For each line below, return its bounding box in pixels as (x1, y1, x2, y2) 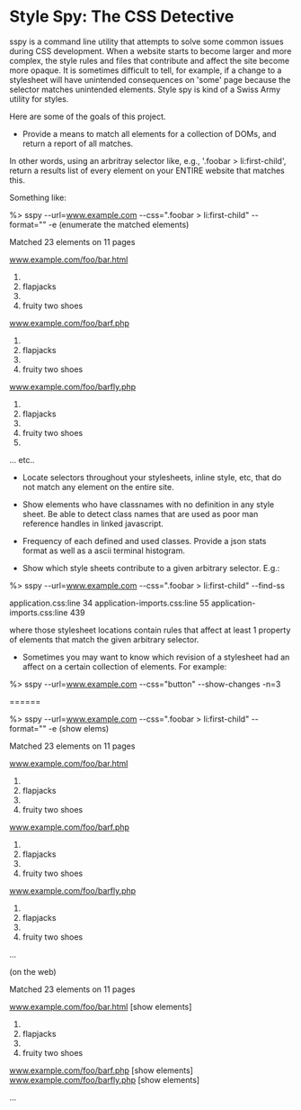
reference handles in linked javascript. (22, 518, 164, 529)
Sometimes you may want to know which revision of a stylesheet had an (22, 651, 290, 662)
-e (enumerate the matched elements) (48, 219, 190, 230)
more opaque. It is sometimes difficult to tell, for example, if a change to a (9, 65, 282, 76)
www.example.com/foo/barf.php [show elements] (9, 1065, 193, 1076)
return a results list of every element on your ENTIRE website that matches (9, 165, 285, 176)
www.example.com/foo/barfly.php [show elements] (9, 1074, 200, 1085)
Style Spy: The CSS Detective (9, 6, 235, 27)
